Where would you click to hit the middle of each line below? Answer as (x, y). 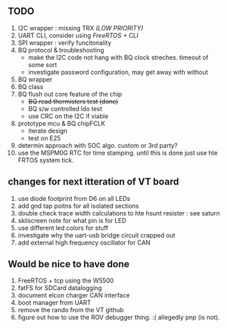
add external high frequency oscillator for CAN (84, 242)
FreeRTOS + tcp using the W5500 (66, 281)
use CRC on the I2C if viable (68, 116)
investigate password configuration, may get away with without (118, 72)
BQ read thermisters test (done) (73, 101)
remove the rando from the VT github (71, 310)
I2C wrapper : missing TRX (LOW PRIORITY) (80, 28)
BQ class (30, 86)
